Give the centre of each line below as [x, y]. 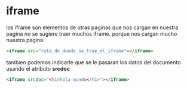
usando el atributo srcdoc [38, 68]
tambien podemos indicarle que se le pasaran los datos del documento [93, 62]
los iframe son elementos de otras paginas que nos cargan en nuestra [92, 27]
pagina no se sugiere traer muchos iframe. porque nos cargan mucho [92, 33]
